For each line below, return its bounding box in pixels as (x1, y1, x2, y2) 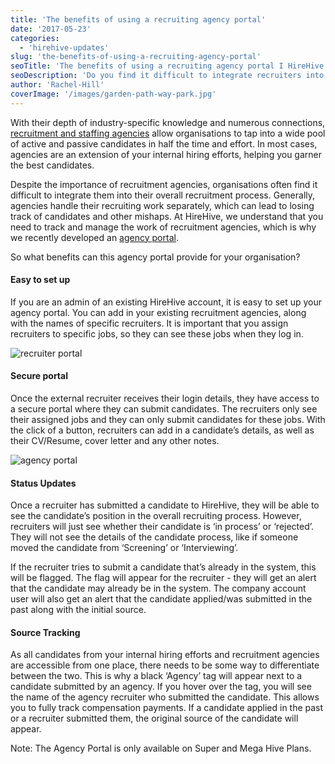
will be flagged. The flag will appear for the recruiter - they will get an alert (10, 572, 317, 584)
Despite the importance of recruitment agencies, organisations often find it (10, 178, 318, 190)
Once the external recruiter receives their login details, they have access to (10, 392, 320, 405)
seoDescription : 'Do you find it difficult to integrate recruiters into (10, 71, 325, 81)
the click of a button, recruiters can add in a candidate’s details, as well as (10, 424, 315, 436)
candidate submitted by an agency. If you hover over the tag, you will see (10, 681, 312, 693)
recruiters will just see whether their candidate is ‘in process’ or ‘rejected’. (10, 521, 315, 533)
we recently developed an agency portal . (10, 231, 179, 243)
